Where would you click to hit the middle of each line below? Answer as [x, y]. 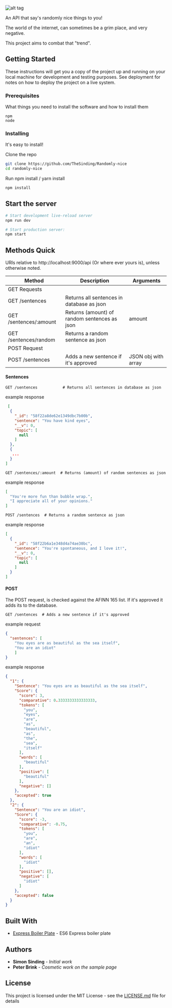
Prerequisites [22, 96]
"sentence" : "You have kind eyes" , [52, 421]
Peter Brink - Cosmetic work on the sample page [64, 967]
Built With [21, 921]
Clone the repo [21, 155]
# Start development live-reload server [49, 216]
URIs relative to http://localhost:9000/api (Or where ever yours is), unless [82, 263]
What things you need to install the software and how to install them [77, 107]
